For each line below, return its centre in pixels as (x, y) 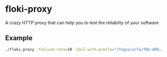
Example (19, 38)
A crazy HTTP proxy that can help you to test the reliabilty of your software (82, 23)
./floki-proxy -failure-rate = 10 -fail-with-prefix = (60, 49)
